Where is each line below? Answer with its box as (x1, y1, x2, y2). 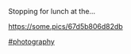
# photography (8, 37, 56, 46)
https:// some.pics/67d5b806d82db (8, 22, 123, 31)
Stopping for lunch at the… (8, 7, 96, 16)
